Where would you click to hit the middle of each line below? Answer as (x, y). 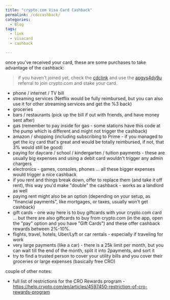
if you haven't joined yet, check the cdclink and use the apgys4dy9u (90, 78)
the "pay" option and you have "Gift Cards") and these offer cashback (86, 223)
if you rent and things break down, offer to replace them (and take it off (87, 180)
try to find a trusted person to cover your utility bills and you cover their (88, 256)
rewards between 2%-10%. (41, 228)
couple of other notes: (29, 271)
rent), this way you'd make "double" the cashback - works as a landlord (88, 185)
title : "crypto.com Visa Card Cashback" (49, 10)
